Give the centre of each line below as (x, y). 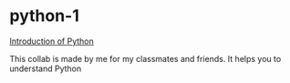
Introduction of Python (52, 41)
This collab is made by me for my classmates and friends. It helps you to (145, 58)
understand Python (46, 68)
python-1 (45, 16)
